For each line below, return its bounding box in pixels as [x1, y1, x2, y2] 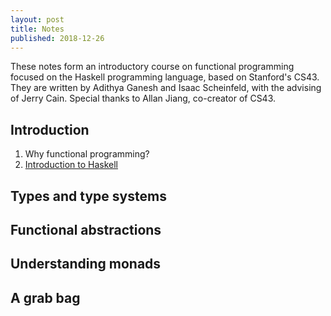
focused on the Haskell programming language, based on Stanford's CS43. [10, 71, 320, 83]
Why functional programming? [24, 148, 150, 160]
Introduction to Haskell [24, 159, 119, 171]
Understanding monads [10, 256, 162, 273]
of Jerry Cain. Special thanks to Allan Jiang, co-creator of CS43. [10, 92, 277, 105]
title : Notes [10, 24, 65, 34]
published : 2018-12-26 [10, 33, 105, 43]
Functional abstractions [10, 221, 162, 238]
